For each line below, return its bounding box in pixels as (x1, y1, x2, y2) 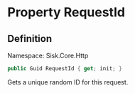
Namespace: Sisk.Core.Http (7, 51, 89, 60)
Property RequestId (7, 4, 126, 21)
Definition (7, 33, 52, 45)
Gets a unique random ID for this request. (7, 77, 129, 86)
